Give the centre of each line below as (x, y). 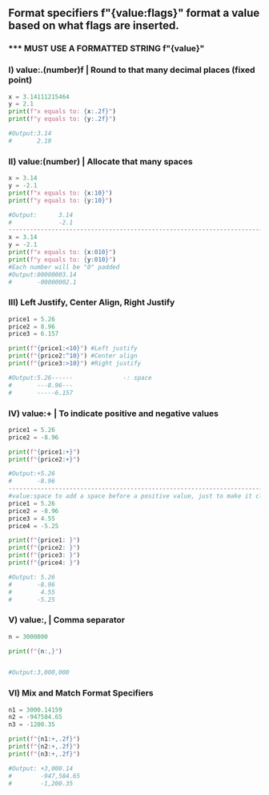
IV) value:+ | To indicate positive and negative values (113, 414)
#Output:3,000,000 (39, 672)
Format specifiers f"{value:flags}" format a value (134, 13)
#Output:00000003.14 (43, 274)
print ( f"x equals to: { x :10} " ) (60, 193)
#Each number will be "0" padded (64, 267)
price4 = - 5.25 (34, 526)
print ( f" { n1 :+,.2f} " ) (44, 739)
